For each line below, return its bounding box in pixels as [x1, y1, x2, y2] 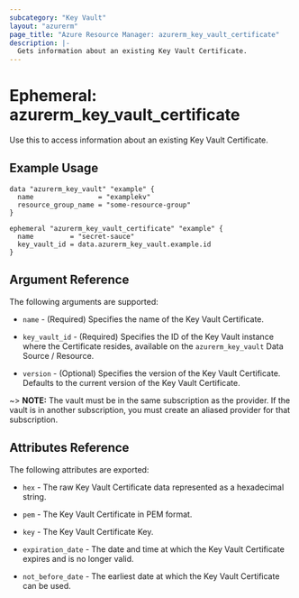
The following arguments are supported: [9, 296, 159, 307]
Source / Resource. [22, 350, 95, 361]
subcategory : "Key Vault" [9, 13, 106, 23]
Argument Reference [9, 272, 130, 288]
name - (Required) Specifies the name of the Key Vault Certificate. [22, 313, 264, 325]
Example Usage [9, 161, 99, 176]
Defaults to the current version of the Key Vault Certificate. [22, 377, 240, 388]
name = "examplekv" [17, 192, 151, 201]
